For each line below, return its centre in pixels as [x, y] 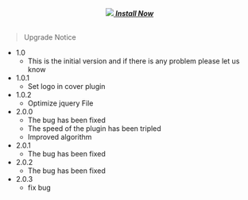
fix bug [39, 187]
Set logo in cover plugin [66, 86]
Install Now [134, 13]
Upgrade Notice [50, 37]
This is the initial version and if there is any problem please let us [134, 61]
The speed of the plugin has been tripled [94, 129]
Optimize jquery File [60, 103]
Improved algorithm [60, 137]
